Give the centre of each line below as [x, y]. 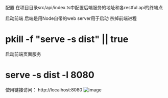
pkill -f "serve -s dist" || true [67, 39]
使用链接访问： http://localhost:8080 [44, 90]
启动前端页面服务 [23, 54]
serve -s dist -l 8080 [50, 75]
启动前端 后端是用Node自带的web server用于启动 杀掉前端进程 [71, 18]
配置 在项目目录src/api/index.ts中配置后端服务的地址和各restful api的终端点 [84, 7]
